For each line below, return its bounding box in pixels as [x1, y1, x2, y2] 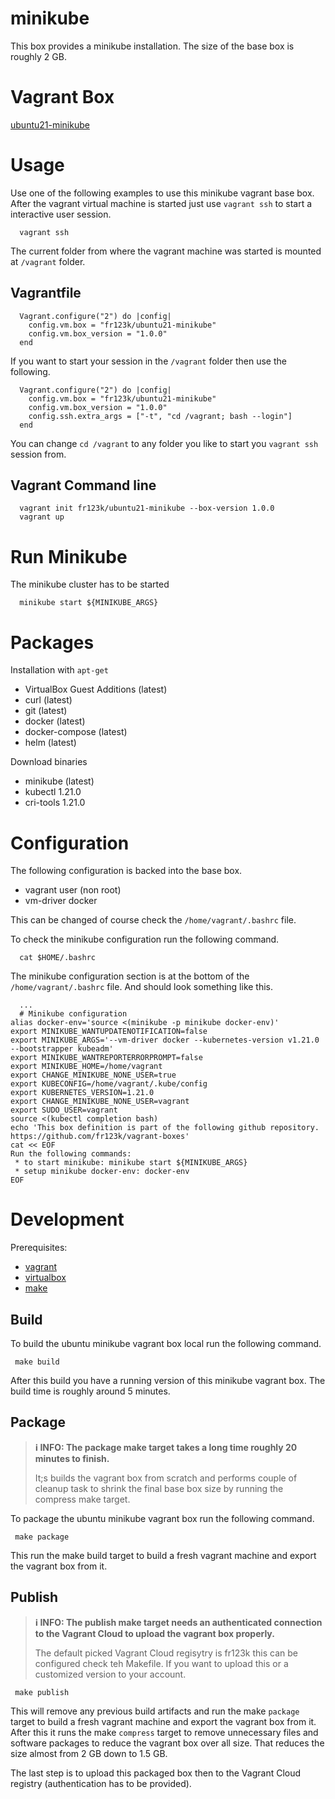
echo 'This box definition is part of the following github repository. [10, 1123, 320, 1133]
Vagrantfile [10, 285, 82, 302]
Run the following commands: [10, 1149, 132, 1159]
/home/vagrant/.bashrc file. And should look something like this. [10, 981, 274, 993]
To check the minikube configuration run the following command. [10, 933, 280, 946]
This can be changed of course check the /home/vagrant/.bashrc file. [10, 914, 297, 926]
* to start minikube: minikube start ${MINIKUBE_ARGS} [14, 1158, 248, 1168]
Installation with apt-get [10, 664, 109, 676]
